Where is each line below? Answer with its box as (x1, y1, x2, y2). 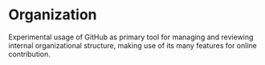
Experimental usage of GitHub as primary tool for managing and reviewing (8, 32, 254, 42)
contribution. (8, 49, 51, 59)
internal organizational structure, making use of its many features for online (8, 40, 257, 50)
